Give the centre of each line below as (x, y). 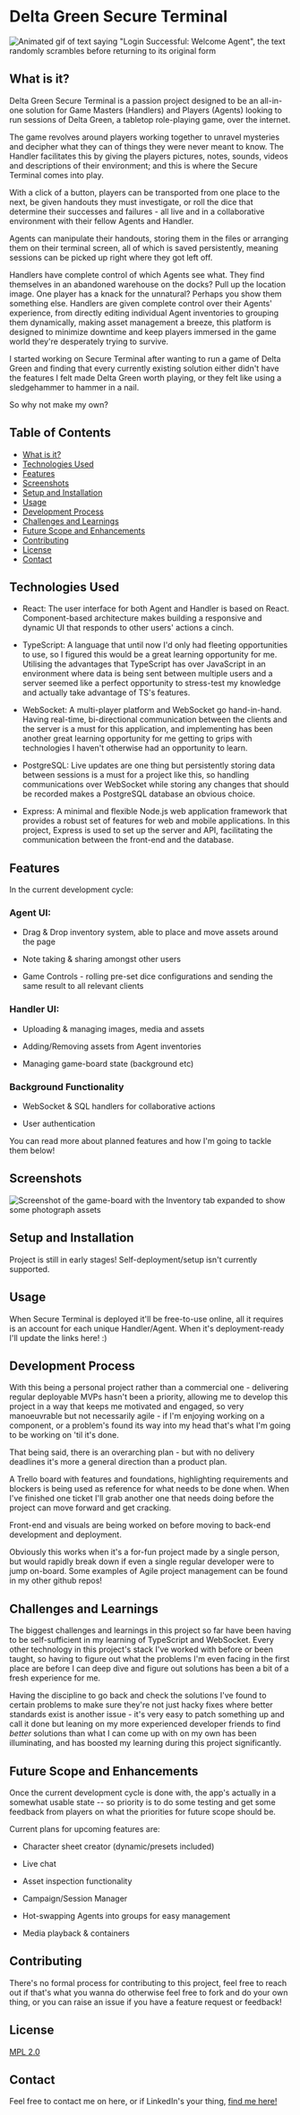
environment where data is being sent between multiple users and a (147, 674)
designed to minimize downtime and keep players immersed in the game (143, 331)
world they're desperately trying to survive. (89, 341)
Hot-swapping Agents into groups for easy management (126, 1915)
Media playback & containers (76, 1933)
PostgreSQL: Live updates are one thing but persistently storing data (149, 765)
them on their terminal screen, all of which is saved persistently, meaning (144, 247)
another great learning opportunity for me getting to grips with (137, 739)
